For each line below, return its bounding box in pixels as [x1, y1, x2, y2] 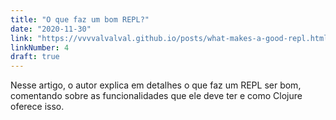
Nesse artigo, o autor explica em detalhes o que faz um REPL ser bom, [10, 79, 302, 91]
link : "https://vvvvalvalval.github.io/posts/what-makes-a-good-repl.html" [10, 33, 333, 43]
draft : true [10, 52, 60, 62]
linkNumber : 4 [10, 42, 70, 53]
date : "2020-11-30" [10, 24, 92, 34]
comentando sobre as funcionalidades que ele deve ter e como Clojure [10, 90, 303, 102]
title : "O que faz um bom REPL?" [10, 14, 150, 25]
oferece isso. [10, 101, 65, 113]
